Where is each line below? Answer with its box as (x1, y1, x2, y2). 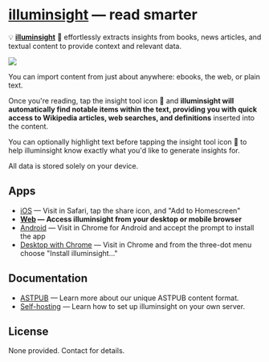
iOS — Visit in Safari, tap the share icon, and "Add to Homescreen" (19, 205, 241, 215)
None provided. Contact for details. (8, 346, 125, 356)
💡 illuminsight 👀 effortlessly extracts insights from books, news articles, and (8, 32, 262, 42)
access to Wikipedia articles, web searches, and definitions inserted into (8, 112, 255, 122)
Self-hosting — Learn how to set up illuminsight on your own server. (19, 301, 246, 311)
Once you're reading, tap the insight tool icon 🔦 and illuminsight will (8, 96, 234, 105)
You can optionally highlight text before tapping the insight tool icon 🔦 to (8, 136, 247, 146)
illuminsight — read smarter (8, 6, 198, 24)
